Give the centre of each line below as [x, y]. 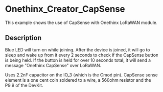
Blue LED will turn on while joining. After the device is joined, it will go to [78, 49]
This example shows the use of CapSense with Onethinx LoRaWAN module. [81, 23]
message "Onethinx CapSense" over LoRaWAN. [53, 65]
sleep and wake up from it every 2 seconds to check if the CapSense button [82, 55]
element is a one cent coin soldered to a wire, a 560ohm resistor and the [78, 80]
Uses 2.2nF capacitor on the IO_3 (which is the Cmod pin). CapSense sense [81, 75]
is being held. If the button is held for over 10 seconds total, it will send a [78, 60]
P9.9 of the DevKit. [24, 85]
